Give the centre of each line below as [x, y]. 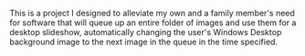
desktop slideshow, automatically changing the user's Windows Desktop [146, 32]
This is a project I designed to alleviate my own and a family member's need [152, 13]
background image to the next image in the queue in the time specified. [144, 42]
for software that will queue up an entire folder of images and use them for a [153, 23]
